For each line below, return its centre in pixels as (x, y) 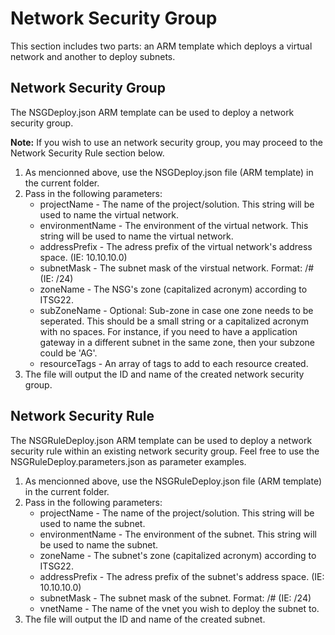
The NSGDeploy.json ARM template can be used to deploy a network (152, 112)
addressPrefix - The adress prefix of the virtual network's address (176, 246)
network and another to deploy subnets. (93, 56)
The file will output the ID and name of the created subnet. (145, 619)
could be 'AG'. (68, 353)
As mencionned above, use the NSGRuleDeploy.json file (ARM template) (173, 481)
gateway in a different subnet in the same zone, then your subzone (177, 342)
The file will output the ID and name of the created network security (164, 374)
